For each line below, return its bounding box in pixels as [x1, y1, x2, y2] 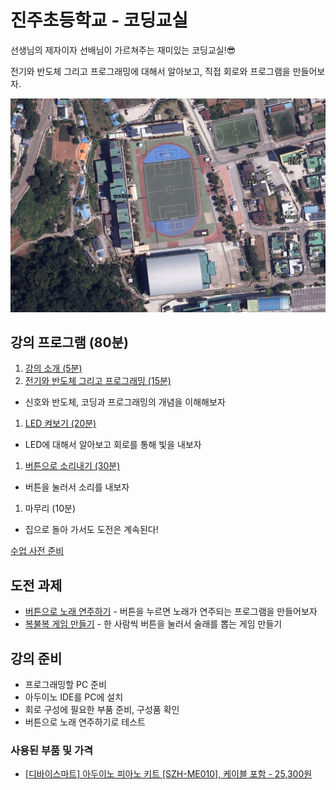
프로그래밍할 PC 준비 [24, 678, 107, 690]
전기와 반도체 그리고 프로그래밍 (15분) [24, 375, 172, 387]
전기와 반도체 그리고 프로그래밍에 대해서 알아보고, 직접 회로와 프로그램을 [10, 65, 291, 77]
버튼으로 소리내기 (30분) [24, 460, 121, 472]
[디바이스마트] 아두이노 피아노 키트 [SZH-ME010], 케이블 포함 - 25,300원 [24, 768, 313, 780]
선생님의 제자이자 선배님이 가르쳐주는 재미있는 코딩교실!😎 [10, 44, 237, 56]
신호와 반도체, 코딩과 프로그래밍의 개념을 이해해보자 [24, 396, 226, 408]
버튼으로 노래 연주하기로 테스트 [24, 716, 146, 728]
